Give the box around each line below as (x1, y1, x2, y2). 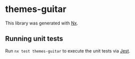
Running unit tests (5, 34, 63, 43)
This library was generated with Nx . (5, 20, 78, 26)
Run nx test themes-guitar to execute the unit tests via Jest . (5, 47, 131, 53)
